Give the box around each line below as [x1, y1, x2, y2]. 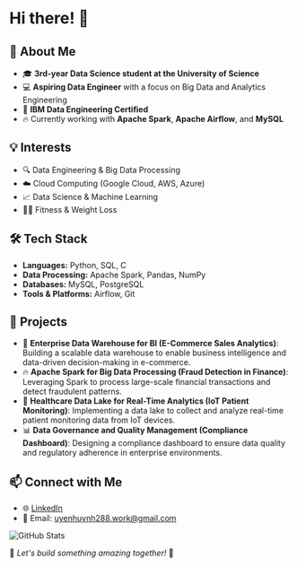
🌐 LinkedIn [22, 502, 63, 514]
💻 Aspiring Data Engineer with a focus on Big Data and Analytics [22, 82, 266, 92]
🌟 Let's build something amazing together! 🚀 [9, 547, 174, 559]
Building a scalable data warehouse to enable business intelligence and [22, 347, 287, 358]
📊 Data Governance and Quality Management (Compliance [22, 425, 249, 436]
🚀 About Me [9, 44, 76, 59]
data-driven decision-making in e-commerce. [22, 357, 191, 368]
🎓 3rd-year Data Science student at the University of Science [22, 68, 260, 79]
